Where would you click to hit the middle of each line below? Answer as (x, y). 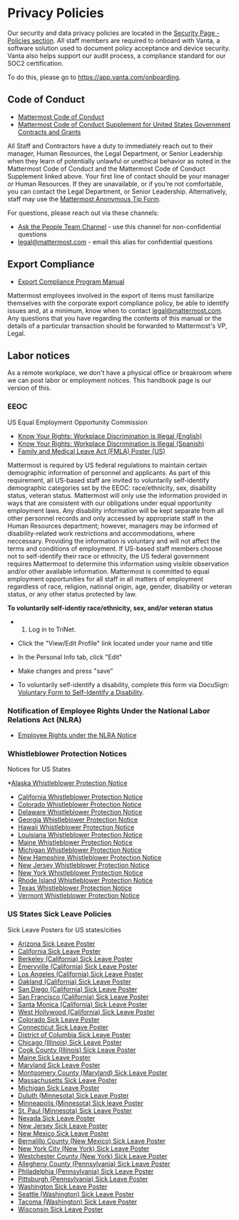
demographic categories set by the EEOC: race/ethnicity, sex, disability (112, 488)
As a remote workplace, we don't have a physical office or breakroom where (120, 373)
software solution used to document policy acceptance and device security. (119, 48)
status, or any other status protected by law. (72, 594)
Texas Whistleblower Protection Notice (75, 888)
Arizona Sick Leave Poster (56, 944)
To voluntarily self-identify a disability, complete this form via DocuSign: (123, 684)
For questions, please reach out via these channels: (83, 213)
